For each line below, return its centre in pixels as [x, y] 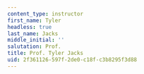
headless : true [30, 27]
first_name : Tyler [34, 20]
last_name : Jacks [33, 33]
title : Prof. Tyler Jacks [45, 54]
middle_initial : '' [36, 40]
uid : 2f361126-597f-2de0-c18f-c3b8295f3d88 [72, 60]
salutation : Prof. [34, 47]
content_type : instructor [45, 14]
